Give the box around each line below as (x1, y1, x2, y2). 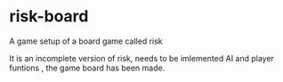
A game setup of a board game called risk (9, 36, 163, 46)
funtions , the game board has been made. (9, 62, 166, 73)
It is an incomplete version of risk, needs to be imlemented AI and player (9, 53, 274, 63)
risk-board (9, 6, 89, 27)
